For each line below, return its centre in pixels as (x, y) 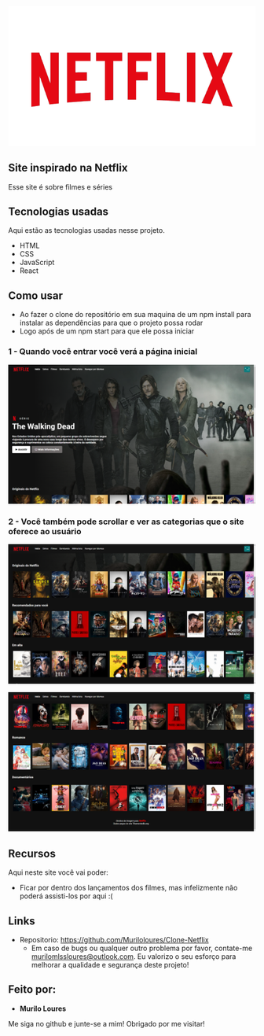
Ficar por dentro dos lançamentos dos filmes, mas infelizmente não (128, 888)
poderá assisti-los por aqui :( (66, 896)
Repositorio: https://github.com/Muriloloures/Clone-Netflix (114, 939)
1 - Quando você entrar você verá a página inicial (103, 352)
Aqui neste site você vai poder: (58, 872)
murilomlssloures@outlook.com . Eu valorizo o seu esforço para (134, 956)
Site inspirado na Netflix (68, 168)
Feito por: (32, 990)
